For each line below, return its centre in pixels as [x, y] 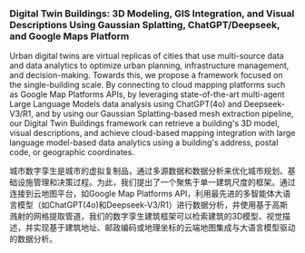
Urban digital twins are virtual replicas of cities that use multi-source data [147, 56]
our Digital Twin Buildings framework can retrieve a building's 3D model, [144, 123]
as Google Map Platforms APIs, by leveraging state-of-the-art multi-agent [147, 94]
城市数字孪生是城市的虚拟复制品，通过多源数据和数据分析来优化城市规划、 [148, 171]
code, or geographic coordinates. [72, 152]
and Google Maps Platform [69, 36]
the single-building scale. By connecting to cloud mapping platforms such [148, 85]
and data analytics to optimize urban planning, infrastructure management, [149, 65]
